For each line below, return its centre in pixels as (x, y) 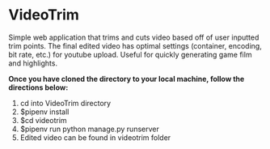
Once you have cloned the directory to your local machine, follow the (127, 79)
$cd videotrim (43, 120)
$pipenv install (44, 112)
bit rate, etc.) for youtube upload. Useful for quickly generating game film (130, 54)
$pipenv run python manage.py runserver (89, 129)
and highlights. (33, 63)
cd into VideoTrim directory (65, 103)
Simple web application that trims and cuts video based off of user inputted (134, 37)
